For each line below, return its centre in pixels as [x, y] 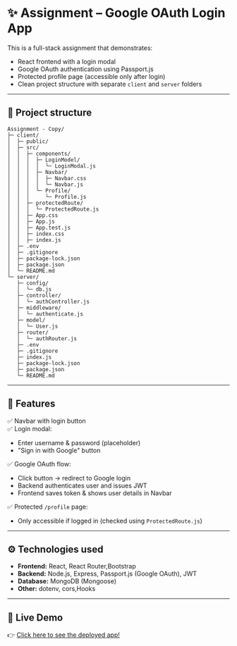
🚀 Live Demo [35, 617]
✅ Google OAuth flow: [39, 464]
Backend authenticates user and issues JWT [82, 485]
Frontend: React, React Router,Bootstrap [77, 566]
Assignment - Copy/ [36, 129]
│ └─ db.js [34, 289]
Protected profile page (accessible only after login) [91, 76]
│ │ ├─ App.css [33, 215]
